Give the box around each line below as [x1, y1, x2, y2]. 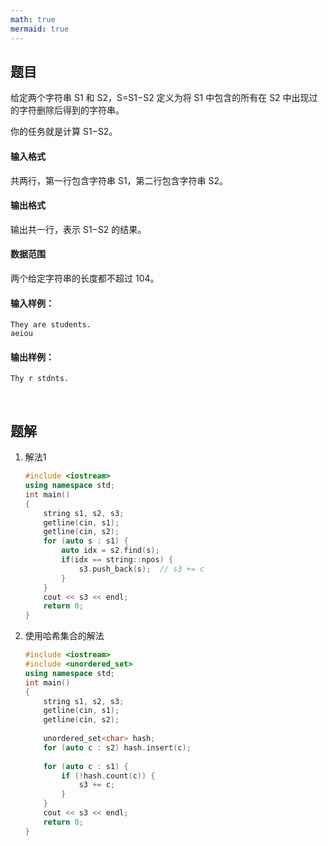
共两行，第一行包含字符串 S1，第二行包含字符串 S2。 [10, 174, 229, 186]
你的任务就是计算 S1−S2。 [10, 126, 118, 138]
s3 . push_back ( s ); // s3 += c [78, 564, 205, 574]
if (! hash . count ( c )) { [61, 771, 156, 781]
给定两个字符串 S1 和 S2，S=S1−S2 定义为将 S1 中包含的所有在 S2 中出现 [10, 92, 310, 104]
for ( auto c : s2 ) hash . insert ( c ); [43, 742, 192, 753]
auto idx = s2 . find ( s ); [61, 546, 160, 556]
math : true [10, 14, 56, 25]
